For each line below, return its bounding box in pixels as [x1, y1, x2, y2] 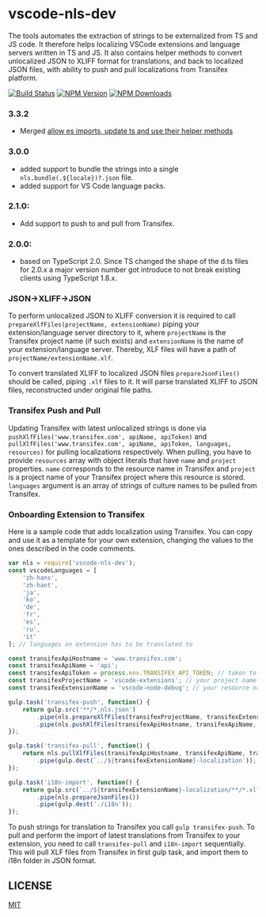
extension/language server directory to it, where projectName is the [8, 328, 226, 338]
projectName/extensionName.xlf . [8, 353, 113, 363]
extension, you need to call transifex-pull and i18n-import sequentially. [8, 839, 246, 849]
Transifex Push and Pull [8, 405, 101, 416]
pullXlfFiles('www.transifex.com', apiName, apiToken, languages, [8, 440, 232, 448]
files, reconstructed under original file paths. [8, 385, 154, 395]
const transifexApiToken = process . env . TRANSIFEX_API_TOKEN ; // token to [8, 669, 257, 678]
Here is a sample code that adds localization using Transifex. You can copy [8, 527, 253, 537]
